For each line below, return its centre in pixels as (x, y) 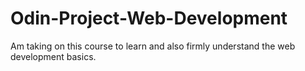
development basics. (53, 56)
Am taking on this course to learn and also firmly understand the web (153, 46)
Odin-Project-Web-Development (149, 18)
